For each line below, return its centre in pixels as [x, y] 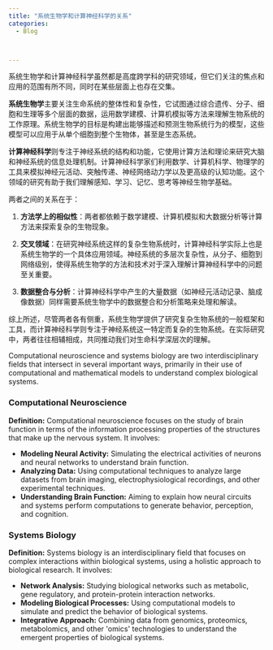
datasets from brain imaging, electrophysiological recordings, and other [140, 479]
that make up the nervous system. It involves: [84, 438]
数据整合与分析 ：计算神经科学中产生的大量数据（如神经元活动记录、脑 [138, 292]
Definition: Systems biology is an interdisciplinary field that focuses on [127, 552]
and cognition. [44, 513]
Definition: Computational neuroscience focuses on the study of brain [126, 420]
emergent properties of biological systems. [92, 637]
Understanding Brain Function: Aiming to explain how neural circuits [136, 496]
